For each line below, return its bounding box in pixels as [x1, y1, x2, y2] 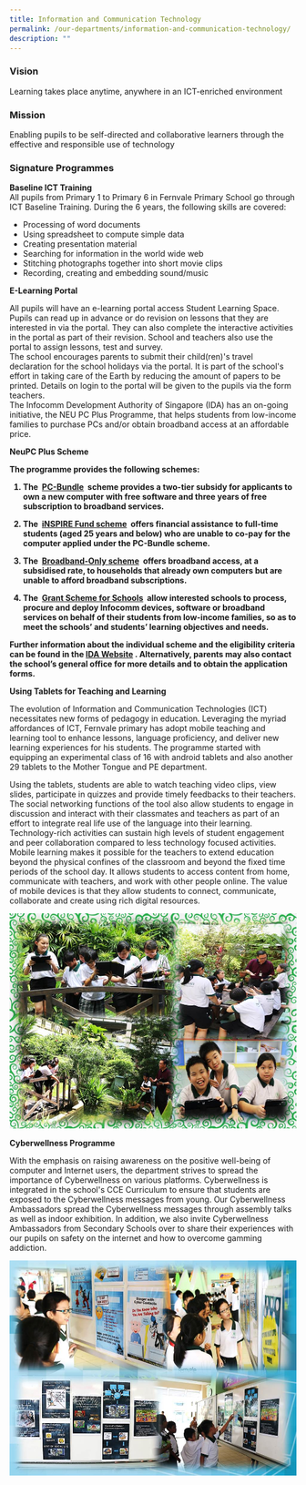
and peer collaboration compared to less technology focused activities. [9, 838, 277, 849]
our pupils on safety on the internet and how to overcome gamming [9, 1233, 262, 1244]
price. [9, 429, 32, 440]
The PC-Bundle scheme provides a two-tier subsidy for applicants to [22, 482, 293, 493]
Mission [9, 108, 46, 121]
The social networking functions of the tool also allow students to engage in [9, 798, 294, 809]
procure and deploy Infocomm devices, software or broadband [22, 602, 266, 614]
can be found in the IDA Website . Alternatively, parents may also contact [9, 649, 292, 660]
